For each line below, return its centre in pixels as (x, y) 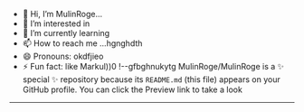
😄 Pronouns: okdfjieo (63, 56)
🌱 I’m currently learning (66, 33)
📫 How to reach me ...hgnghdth (82, 43)
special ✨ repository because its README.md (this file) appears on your (151, 79)
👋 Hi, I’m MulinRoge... (62, 14)
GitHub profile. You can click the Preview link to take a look (132, 89)
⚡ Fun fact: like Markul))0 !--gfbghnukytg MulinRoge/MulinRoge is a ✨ (153, 66)
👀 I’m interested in (56, 23)
